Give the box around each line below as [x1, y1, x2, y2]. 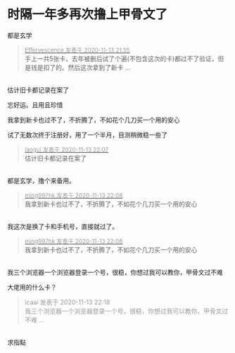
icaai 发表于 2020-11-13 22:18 [24, 297, 110, 306]
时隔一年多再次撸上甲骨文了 [7, 6, 168, 23]
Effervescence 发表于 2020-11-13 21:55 [24, 46, 130, 54]
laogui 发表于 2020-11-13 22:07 [24, 145, 109, 154]
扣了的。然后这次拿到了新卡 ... [43, 63, 131, 71]
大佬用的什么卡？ [7, 283, 57, 291]
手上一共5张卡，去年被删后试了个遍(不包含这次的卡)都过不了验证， [24, 54, 218, 63]
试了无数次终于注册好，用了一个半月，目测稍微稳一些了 [7, 130, 167, 139]
